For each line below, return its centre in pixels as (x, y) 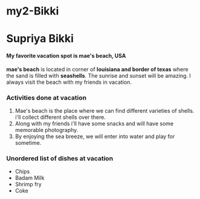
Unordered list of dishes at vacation (60, 158)
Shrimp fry (28, 185)
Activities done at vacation (46, 98)
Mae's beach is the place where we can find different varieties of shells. (105, 110)
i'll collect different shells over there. (60, 117)
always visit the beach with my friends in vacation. (69, 82)
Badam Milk (30, 178)
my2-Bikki (33, 11)
